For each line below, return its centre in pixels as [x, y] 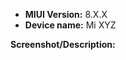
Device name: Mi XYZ [70, 25]
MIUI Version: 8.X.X [66, 14]
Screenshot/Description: [63, 44]
